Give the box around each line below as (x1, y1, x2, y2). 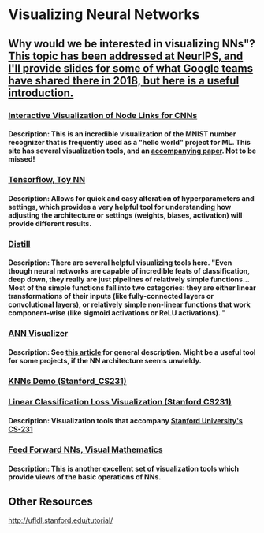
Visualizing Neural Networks (8, 6, 200, 24)
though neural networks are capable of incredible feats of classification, (8, 266, 250, 276)
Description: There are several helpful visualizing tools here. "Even (8, 258, 232, 267)
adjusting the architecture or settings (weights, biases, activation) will (8, 211, 243, 220)
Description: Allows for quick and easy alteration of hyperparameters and (8, 193, 255, 203)
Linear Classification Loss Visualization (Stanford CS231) (8, 397, 232, 408)
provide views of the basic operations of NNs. (8, 471, 162, 482)
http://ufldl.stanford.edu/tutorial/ (8, 516, 113, 525)
